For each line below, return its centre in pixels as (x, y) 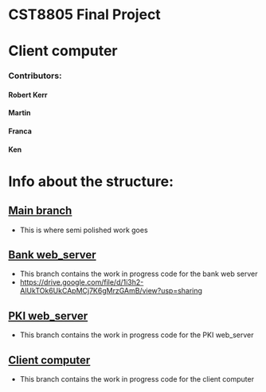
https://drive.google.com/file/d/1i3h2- (82, 282)
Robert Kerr (28, 95)
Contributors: (35, 76)
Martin (20, 113)
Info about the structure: (91, 181)
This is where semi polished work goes (84, 230)
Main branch (40, 211)
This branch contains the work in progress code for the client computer (137, 379)
